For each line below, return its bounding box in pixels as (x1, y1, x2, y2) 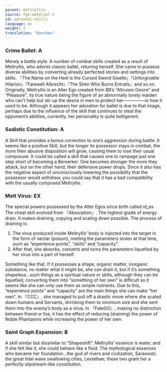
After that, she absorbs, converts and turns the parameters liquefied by (12, 246, 159, 252)
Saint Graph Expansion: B (5, 328, 68, 335)
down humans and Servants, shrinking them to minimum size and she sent (5, 299, 158, 305)
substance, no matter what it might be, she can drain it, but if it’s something (5, 266, 160, 272)
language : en (5, 21, 32, 26)
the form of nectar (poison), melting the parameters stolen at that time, (12, 235, 158, 241)
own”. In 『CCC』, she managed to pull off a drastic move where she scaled (5, 293, 161, 299)
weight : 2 (5, 26, 26, 31)
